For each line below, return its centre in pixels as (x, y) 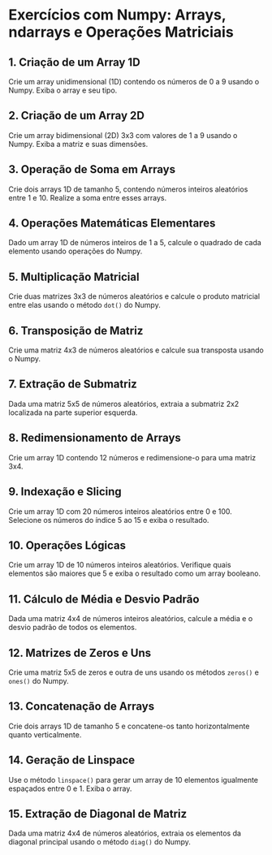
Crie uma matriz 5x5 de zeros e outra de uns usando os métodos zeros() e (134, 672)
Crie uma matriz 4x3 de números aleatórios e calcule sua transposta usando (136, 350)
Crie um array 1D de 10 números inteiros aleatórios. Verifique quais (120, 565)
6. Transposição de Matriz (76, 330)
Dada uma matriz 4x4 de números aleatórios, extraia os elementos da (125, 833)
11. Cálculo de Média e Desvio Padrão (104, 599)
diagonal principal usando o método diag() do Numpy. (99, 842)
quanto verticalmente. (45, 734)
